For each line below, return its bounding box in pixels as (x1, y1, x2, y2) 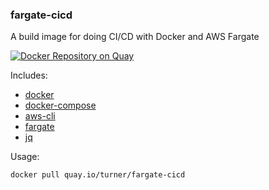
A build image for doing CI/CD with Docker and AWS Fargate (10, 31, 260, 43)
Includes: (10, 69, 48, 82)
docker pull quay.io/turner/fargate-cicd (10, 170, 186, 180)
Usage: (10, 151, 40, 163)
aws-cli (24, 110, 56, 122)
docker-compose (24, 99, 97, 112)
